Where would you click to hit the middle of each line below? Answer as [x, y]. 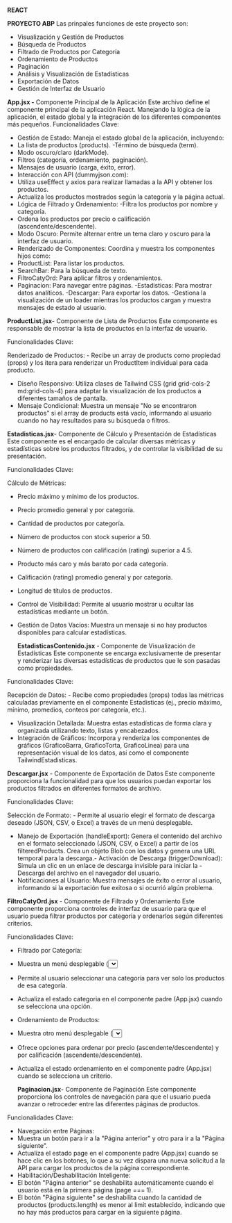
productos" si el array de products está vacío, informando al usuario [115, 413]
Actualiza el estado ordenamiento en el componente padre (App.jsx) [115, 1068]
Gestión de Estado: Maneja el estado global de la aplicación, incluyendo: [121, 138]
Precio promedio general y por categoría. [76, 510]
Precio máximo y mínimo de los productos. [78, 496]
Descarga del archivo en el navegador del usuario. [89, 873]
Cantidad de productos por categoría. [71, 523]
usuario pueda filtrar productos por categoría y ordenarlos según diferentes [115, 916]
